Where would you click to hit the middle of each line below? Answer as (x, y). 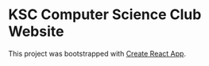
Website (36, 31)
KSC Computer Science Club (105, 15)
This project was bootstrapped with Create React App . (97, 53)
